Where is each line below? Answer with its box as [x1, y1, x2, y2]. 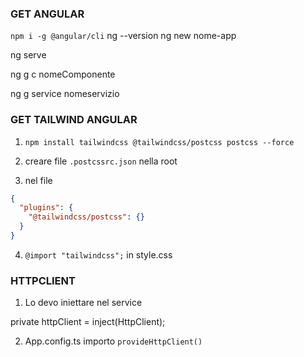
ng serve [10, 49, 47, 61]
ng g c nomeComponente [10, 68, 116, 81]
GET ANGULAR [10, 7, 85, 21]
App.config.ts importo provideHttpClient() [24, 335, 203, 347]
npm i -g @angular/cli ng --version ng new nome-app [10, 30, 237, 42]
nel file [24, 174, 53, 186]
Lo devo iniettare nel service [24, 297, 143, 309]
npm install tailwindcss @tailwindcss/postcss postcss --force [24, 137, 295, 147]
